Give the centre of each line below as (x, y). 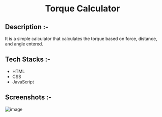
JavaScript (23, 81)
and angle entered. (24, 44)
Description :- (27, 27)
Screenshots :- (28, 97)
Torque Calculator (82, 9)
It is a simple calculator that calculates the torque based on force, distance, (81, 39)
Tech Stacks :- (28, 59)
